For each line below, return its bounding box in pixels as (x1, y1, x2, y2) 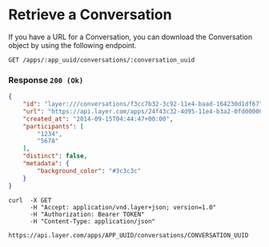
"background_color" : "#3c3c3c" (37, 166, 142, 175)
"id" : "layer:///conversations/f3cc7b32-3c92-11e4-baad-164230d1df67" (22, 100, 263, 109)
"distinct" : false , (22, 152, 88, 161)
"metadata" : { (22, 160, 70, 168)
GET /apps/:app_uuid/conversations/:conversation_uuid (8, 56, 195, 64)
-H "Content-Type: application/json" (29, 217, 156, 225)
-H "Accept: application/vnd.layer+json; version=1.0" (29, 203, 217, 211)
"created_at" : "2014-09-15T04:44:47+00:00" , (22, 114, 174, 123)
